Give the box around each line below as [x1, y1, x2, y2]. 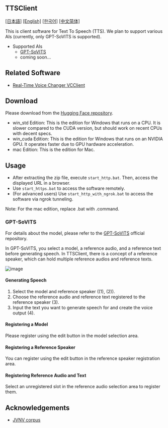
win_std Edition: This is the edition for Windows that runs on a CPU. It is [12, 120, 161, 126]
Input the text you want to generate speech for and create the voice [12, 304, 153, 310]
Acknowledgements [5, 403, 70, 412]
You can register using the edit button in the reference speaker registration [5, 355, 160, 361]
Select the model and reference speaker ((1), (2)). [12, 288, 115, 294]
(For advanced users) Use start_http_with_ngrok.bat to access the [12, 191, 153, 197]
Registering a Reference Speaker [5, 344, 75, 350]
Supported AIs [12, 43, 43, 49]
